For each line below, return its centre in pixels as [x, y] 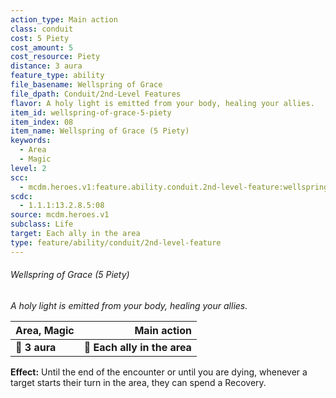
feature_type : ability [57, 76]
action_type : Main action [64, 19]
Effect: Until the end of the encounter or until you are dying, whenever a [159, 372]
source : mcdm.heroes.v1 [60, 215]
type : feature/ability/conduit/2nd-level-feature [116, 242]
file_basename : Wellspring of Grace [86, 85]
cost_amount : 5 [42, 47]
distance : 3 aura [46, 66]
